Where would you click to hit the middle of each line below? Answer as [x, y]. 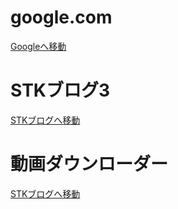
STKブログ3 [60, 90]
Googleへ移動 [38, 46]
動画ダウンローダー [89, 164]
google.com [61, 17]
